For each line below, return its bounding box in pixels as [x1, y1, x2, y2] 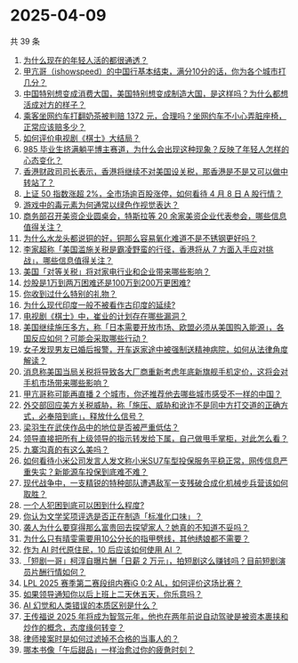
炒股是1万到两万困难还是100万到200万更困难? [22, 277, 191, 287]
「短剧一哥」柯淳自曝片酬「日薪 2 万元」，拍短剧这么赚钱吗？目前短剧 [22, 555, 278, 566]
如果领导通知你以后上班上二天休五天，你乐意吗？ [22, 588, 203, 599]
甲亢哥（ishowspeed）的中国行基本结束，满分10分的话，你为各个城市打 [22, 66, 286, 77]
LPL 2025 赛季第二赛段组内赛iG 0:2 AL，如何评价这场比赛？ [22, 578, 243, 588]
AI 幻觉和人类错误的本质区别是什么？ [22, 600, 158, 610]
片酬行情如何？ [30, 566, 86, 577]
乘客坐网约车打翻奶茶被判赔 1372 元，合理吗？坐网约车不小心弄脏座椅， [22, 110, 287, 121]
